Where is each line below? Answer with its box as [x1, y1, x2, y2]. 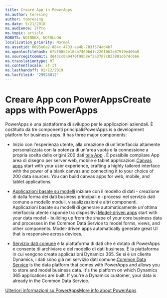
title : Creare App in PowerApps [5, 7, 72, 12]
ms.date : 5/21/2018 [5, 21, 46, 26]
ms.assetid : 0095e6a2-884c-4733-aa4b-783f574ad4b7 [5, 44, 113, 49]
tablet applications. [12, 178, 52, 184]
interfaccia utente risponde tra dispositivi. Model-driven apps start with [12, 209, 158, 215]
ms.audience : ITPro [5, 26, 46, 31]
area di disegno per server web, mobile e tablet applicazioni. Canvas [12, 157, 152, 163]
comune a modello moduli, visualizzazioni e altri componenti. [12, 198, 138, 205]
